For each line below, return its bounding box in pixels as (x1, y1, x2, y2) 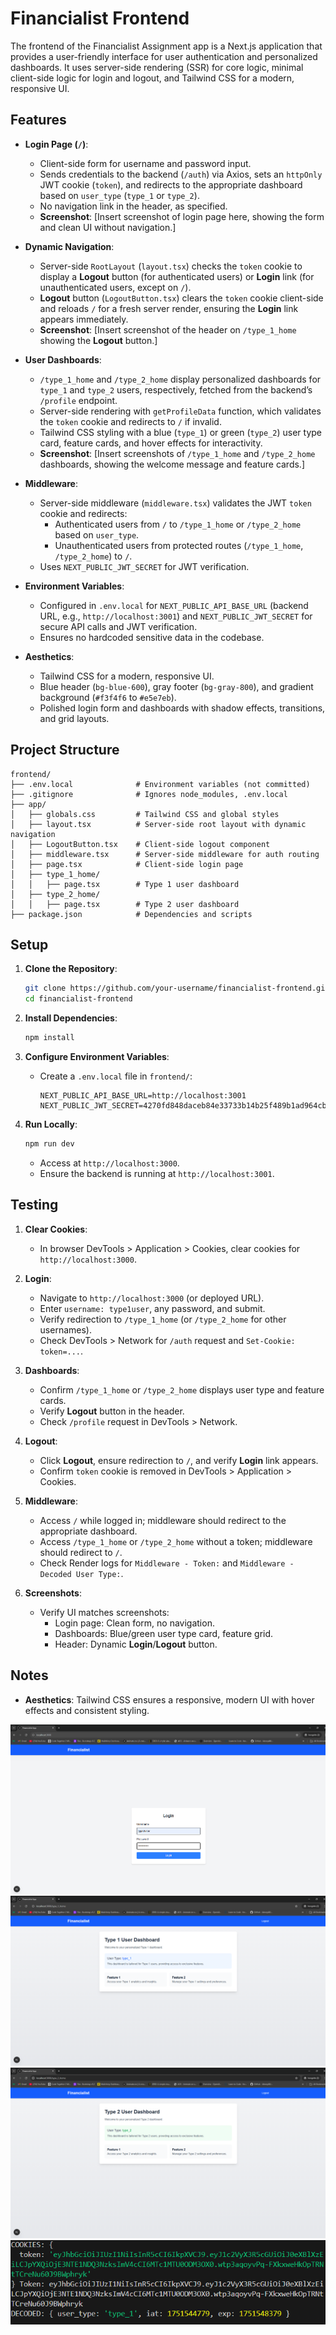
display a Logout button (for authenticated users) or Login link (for (39, 270, 315, 282)
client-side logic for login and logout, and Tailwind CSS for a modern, (10, 72, 295, 84)
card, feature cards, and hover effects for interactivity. (39, 437, 263, 449)
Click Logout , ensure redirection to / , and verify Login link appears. (39, 1454, 319, 1466)
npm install (24, 1033, 75, 1043)
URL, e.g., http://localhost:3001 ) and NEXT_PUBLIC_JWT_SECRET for (39, 610, 313, 622)
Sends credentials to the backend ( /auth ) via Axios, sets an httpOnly (39, 168, 323, 180)
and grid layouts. (39, 712, 110, 724)
